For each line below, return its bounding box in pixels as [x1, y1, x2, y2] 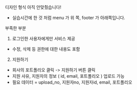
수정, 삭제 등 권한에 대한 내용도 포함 [12, 46, 80, 52]
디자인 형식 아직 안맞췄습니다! [5, 4, 62, 10]
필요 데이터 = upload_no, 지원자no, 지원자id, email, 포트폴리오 [12, 79, 133, 85]
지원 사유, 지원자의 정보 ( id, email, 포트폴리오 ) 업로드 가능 [12, 73, 125, 79]
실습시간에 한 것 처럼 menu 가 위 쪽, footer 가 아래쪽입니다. [12, 15, 126, 21]
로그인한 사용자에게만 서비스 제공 [12, 36, 75, 41]
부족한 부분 [5, 25, 26, 31]
